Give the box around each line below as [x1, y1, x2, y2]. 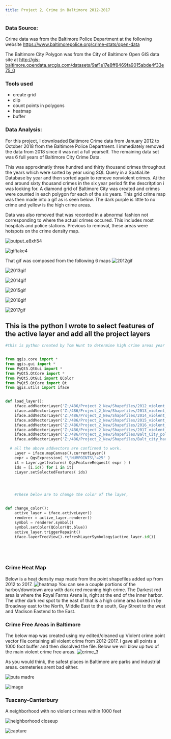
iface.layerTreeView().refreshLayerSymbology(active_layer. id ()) [14, 534, 156, 539]
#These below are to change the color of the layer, [14, 492, 129, 497]
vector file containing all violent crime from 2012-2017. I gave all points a [5, 638, 157, 644]
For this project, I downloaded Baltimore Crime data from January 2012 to [5, 138, 159, 144]
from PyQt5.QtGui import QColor [5, 376, 74, 381]
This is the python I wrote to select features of [5, 322, 154, 330]
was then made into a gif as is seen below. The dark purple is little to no [5, 196, 156, 202]
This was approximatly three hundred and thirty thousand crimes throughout [5, 164, 165, 170]
